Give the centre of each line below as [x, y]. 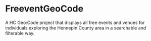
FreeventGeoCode [44, 9]
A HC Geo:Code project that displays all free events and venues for [75, 22]
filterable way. [20, 33]
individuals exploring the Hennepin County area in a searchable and [76, 27]
